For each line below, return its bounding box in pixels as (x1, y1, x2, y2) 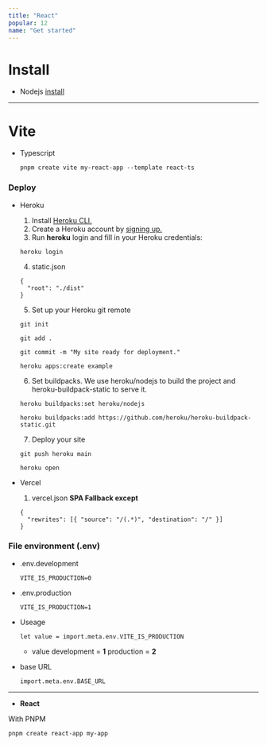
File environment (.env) (8, 541, 101, 552)
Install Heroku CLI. (31, 215, 93, 225)
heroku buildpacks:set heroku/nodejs (19, 400, 145, 407)
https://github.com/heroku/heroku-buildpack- (98, 414, 252, 422)
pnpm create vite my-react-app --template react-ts (19, 164, 195, 172)
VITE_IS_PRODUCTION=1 (19, 603, 91, 612)
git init (19, 320, 49, 328)
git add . (19, 334, 53, 342)
